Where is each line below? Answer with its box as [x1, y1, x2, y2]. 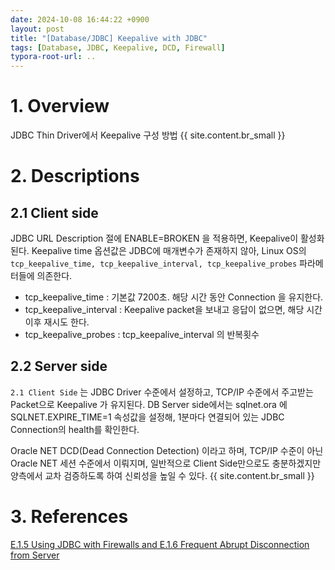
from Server [10, 549, 60, 561]
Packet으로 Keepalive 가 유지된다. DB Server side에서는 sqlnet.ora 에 [10, 398, 288, 410]
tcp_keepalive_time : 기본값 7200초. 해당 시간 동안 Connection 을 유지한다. [24, 291, 324, 303]
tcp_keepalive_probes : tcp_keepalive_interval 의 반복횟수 [24, 329, 260, 341]
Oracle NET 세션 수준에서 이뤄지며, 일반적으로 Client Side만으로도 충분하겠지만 [10, 457, 322, 469]
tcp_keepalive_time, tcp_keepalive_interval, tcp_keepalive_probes [10, 259, 298, 270]
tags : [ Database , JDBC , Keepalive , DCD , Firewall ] [10, 42, 226, 53]
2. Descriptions [10, 165, 140, 188]
